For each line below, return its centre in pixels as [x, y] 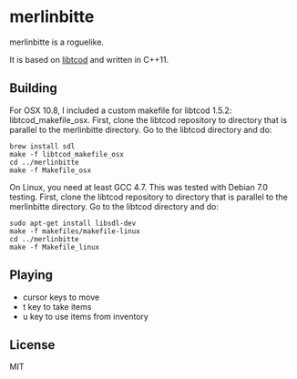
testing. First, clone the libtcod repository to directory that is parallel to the [149, 197]
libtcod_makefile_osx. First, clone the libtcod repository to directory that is [148, 119]
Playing [31, 275]
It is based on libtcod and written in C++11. [89, 59]
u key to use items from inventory [85, 316]
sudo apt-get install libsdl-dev [73, 223]
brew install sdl [42, 146]
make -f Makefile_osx [51, 170]
